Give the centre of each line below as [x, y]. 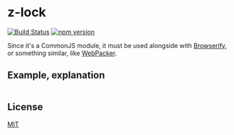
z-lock [27, 12]
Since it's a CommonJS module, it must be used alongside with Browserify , [117, 45]
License [25, 107]
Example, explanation [56, 75]
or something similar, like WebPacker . [62, 53]
